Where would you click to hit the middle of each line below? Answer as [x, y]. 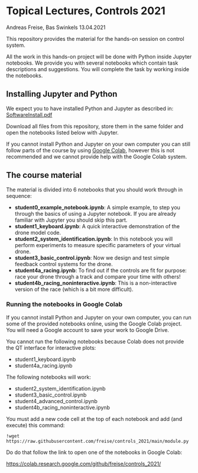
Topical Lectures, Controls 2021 [86, 11]
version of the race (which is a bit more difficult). [74, 289]
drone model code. [38, 232]
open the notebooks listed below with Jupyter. [63, 132]
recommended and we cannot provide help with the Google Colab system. [97, 156]
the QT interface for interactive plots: [51, 347]
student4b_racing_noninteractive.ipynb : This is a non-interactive [96, 283]
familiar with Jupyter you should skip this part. [71, 220]
